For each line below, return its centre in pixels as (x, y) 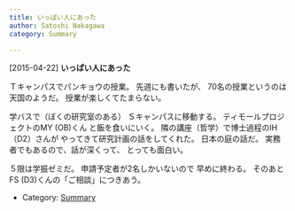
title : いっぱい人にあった (53, 17)
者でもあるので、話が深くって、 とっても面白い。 (99, 150)
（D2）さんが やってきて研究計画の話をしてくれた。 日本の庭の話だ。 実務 (145, 139)
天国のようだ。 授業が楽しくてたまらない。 (88, 98)
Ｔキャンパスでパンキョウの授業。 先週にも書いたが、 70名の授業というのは (148, 87)
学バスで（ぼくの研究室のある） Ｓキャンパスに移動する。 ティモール (136, 117)
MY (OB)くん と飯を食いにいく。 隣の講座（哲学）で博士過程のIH (159, 128)
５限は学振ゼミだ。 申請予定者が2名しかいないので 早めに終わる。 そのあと (147, 168)
